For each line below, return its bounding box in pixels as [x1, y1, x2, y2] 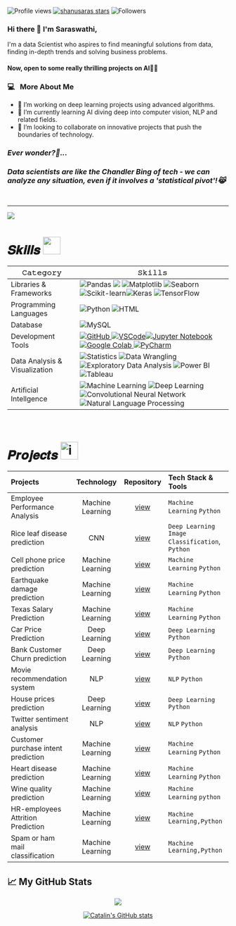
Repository [124, 477, 162, 487]
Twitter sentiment [11, 715, 69, 725]
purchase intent [11, 744, 63, 753]
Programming [11, 300, 56, 310]
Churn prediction [11, 653, 67, 663]
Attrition [11, 813, 37, 823]
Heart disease [11, 764, 58, 774]
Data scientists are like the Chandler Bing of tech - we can [7, 167, 211, 177]
